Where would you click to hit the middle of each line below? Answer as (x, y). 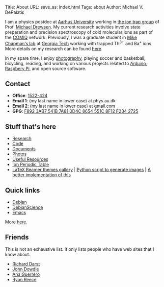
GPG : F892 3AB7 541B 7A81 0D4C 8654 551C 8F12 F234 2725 (75, 111)
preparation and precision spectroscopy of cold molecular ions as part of (79, 32)
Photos (19, 154)
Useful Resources (30, 159)
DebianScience (27, 207)
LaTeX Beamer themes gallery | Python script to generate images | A (82, 170)
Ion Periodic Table (30, 165)
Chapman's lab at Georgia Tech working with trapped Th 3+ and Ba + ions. (79, 43)
